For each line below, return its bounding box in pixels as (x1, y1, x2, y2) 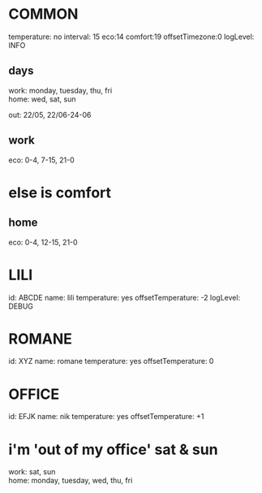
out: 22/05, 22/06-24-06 (8, 110, 92, 119)
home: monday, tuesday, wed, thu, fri (8, 476, 133, 486)
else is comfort (8, 184, 112, 201)
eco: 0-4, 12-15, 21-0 (8, 237, 79, 247)
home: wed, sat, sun (8, 94, 76, 104)
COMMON (8, 5, 79, 24)
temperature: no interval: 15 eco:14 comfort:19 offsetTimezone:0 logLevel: (8, 32, 255, 41)
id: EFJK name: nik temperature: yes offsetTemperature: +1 (8, 412, 204, 422)
